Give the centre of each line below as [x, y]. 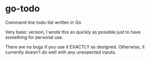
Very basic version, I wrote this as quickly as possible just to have [73, 32]
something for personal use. [34, 37]
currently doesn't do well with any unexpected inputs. [61, 52]
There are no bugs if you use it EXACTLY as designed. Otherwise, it [75, 47]
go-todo [23, 9]
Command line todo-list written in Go [43, 22]
